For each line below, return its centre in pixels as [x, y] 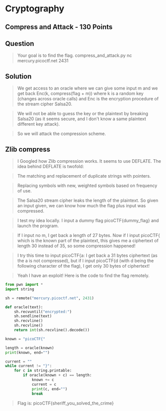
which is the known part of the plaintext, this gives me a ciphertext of [88, 241]
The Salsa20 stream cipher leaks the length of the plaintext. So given [88, 200]
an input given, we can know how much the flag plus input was [82, 206]
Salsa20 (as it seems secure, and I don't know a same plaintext [82, 119]
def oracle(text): [24, 307]
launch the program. [38, 226]
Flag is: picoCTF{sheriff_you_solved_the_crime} [65, 403]
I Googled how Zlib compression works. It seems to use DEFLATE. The [89, 161]
